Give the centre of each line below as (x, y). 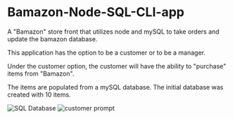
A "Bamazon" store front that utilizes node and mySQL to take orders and (113, 31)
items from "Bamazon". (41, 73)
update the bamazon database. (52, 38)
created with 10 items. (39, 94)
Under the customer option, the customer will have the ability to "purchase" (117, 66)
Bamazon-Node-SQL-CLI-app (96, 12)
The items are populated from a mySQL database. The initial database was (115, 87)
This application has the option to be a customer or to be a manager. (107, 52)
